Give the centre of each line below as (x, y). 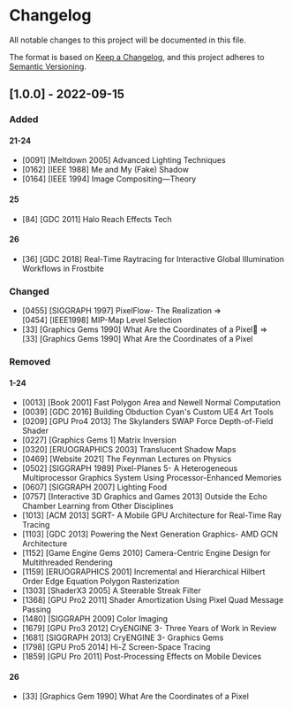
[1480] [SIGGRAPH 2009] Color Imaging (95, 619)
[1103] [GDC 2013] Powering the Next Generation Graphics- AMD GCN (150, 534)
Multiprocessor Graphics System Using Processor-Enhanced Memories (152, 478)
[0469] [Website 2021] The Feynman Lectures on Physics (127, 459)
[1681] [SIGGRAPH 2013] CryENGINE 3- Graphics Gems (123, 637)
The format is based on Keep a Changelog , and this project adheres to (137, 57)
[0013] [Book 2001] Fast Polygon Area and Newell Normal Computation (151, 403)
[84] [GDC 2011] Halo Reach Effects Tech (97, 219)
